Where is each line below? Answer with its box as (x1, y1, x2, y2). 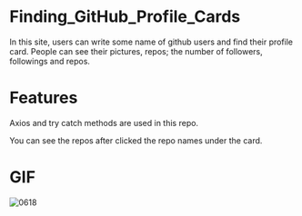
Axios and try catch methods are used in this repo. (9, 117, 198, 128)
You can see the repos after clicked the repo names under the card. (9, 134, 263, 146)
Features (9, 88, 78, 108)
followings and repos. (9, 55, 91, 66)
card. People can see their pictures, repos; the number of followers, (9, 45, 264, 56)
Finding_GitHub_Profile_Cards (9, 6, 241, 27)
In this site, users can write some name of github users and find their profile (9, 36, 294, 47)
